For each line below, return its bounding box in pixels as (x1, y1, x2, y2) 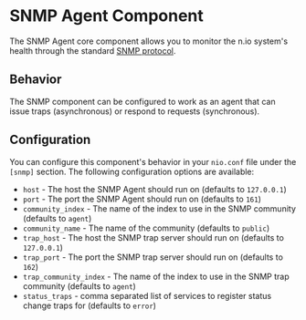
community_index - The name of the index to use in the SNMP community (22, 202, 297, 214)
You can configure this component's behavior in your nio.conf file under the (9, 156, 297, 167)
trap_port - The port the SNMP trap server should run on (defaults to (22, 252, 283, 263)
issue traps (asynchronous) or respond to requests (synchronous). (9, 106, 260, 117)
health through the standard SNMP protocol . (9, 45, 176, 56)
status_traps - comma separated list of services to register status (22, 290, 272, 301)
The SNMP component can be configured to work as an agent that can (9, 96, 276, 107)
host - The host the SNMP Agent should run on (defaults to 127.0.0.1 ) (22, 183, 288, 194)
